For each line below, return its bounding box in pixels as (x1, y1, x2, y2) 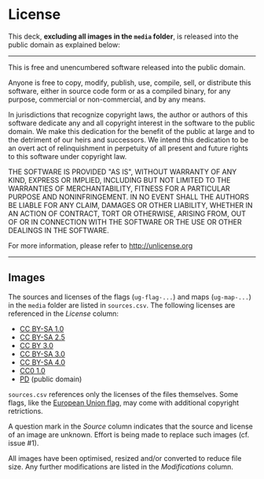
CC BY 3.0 (19, 340, 53, 350)
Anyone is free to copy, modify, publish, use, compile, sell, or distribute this (8, 77, 251, 87)
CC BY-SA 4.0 (19, 357, 65, 367)
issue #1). (8, 438, 39, 447)
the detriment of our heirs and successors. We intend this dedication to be (8, 135, 249, 144)
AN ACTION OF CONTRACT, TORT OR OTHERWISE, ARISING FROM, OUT (8, 209, 246, 218)
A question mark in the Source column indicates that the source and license (8, 421, 253, 431)
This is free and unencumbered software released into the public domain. (8, 62, 246, 72)
